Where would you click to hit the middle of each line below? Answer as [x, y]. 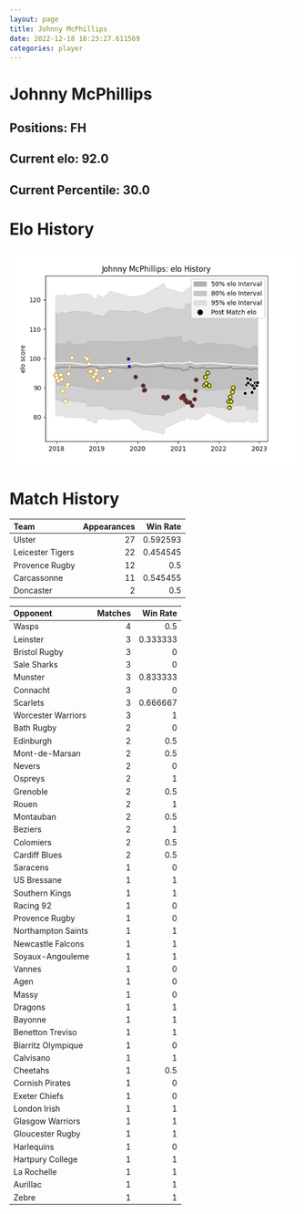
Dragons [29, 1007]
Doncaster [33, 591]
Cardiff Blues [38, 855]
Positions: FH [48, 128]
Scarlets [29, 702]
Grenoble [30, 791]
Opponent [33, 613]
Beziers [28, 829]
